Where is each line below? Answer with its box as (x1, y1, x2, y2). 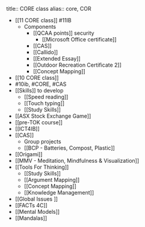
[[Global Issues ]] (14, 195, 58, 202)
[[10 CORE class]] (14, 74, 59, 81)
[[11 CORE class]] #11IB (14, 17, 72, 23)
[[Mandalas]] (14, 214, 48, 222)
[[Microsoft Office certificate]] (42, 36, 117, 43)
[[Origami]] (14, 151, 43, 158)
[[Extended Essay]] (32, 55, 81, 62)
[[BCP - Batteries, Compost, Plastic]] (23, 144, 116, 151)
